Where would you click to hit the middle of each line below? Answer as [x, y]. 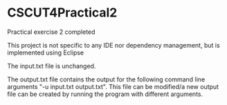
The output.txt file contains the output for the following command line [106, 79]
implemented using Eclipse [46, 52]
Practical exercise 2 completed [51, 32]
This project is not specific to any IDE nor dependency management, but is [113, 45]
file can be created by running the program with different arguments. [105, 94]
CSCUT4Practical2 [62, 13]
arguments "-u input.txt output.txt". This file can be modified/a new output [113, 86]
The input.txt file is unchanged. [52, 66]
